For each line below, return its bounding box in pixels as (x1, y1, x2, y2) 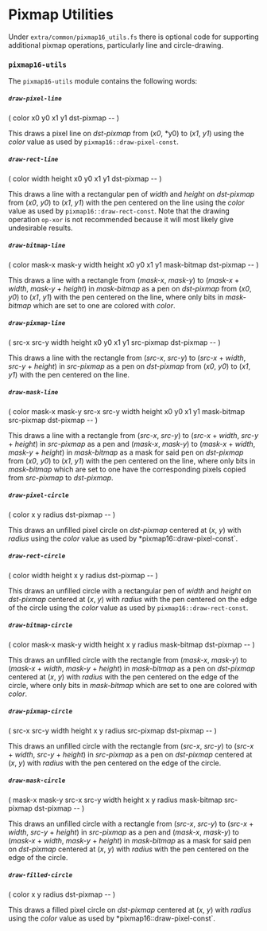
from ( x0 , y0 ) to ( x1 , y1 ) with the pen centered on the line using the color (8, 198, 245, 208)
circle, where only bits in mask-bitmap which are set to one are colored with (8, 680, 257, 690)
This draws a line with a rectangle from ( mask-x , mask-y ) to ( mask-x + (8, 276, 240, 285)
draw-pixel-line (8, 94, 62, 103)
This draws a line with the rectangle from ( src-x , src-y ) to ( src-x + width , (8, 353, 246, 363)
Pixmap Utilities (8, 6, 114, 24)
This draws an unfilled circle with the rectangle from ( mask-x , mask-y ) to (8, 655, 248, 664)
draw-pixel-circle (8, 491, 69, 499)
